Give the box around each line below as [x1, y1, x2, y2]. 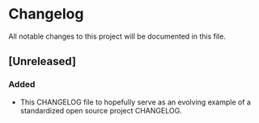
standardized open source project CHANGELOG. [19, 105, 182, 115]
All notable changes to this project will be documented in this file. [8, 31, 227, 41]
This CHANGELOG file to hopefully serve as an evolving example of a [19, 97, 251, 107]
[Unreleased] [8, 55, 77, 68]
